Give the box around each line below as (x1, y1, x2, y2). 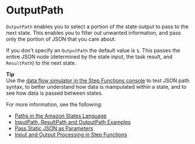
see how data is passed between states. (6, 89, 104, 96)
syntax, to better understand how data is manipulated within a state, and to (6, 83, 187, 90)
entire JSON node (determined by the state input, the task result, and (6, 53, 173, 60)
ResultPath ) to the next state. (6, 59, 77, 66)
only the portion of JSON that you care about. (6, 35, 116, 42)
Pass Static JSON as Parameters (14, 125, 94, 132)
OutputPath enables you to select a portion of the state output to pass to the (6, 23, 189, 30)
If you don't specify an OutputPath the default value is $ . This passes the (6, 46, 180, 53)
